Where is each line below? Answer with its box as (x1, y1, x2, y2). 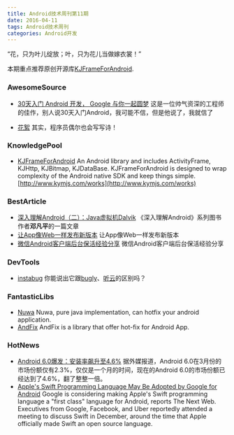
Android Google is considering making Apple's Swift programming (17, 390, 208, 399)
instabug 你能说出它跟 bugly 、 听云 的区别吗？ (17, 274, 147, 283)
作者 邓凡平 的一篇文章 (17, 222, 79, 231)
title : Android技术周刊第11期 (7, 10, 89, 17)
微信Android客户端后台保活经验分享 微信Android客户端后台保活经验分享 (17, 239, 224, 248)
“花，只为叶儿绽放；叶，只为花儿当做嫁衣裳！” (7, 50, 142, 58)
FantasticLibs (7, 292, 54, 301)
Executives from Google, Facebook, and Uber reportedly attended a (17, 405, 213, 413)
